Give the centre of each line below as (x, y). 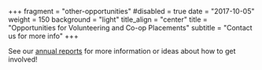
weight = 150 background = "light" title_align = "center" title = (108, 19)
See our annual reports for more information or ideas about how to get (122, 51)
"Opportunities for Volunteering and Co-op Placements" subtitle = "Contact (131, 28)
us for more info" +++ (43, 36)
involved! (23, 59)
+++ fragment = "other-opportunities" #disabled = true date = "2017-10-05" (131, 11)
